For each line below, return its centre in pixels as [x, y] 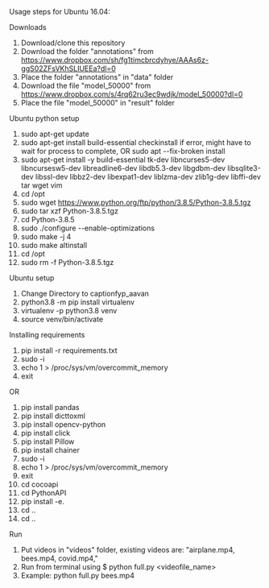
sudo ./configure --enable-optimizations [88, 228]
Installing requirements [47, 335]
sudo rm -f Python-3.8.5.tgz [67, 262]
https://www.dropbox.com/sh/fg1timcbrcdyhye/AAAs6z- [114, 60]
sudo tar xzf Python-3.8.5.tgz [70, 211]
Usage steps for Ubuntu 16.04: [60, 12]
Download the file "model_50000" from [86, 85]
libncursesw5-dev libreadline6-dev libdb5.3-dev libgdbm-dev [123, 168]
